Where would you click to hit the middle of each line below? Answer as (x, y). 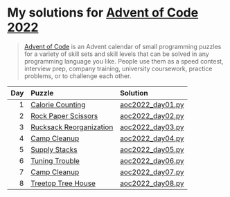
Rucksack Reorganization (72, 127)
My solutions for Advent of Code (103, 13)
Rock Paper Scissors (64, 115)
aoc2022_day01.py (152, 104)
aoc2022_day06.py (152, 160)
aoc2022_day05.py (152, 149)
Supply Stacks (54, 149)
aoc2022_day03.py (152, 127)
